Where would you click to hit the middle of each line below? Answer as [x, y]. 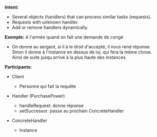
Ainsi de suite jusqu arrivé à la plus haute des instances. [69, 57]
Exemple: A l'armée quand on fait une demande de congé [64, 37]
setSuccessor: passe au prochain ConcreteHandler [72, 111]
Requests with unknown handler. [45, 22]
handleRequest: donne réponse [51, 106]
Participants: [18, 67]
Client [18, 76]
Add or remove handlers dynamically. [50, 27]
